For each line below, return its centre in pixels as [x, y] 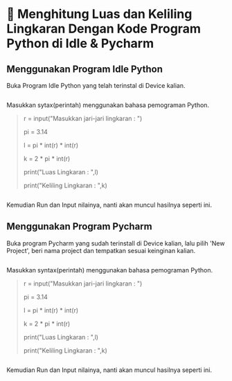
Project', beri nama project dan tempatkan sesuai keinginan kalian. [101, 250]
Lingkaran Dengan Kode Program [104, 29]
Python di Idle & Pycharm [80, 44]
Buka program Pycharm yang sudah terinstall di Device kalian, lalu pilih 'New [116, 243]
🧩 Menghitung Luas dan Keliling [99, 14]
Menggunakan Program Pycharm [80, 226]
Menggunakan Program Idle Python [85, 69]
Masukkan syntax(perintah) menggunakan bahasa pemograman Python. [109, 270]
